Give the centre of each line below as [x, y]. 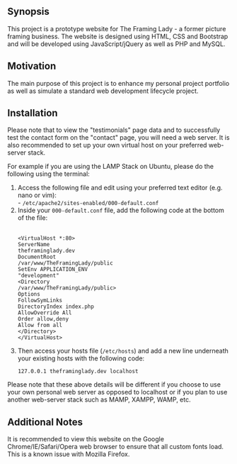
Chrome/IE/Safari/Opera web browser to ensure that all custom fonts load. [116, 447]
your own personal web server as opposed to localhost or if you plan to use [117, 392]
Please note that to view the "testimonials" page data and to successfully [114, 130]
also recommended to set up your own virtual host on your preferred [107, 145]
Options [29, 294]
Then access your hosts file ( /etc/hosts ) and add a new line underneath [123, 351]
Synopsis [28, 12]
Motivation [32, 66]
